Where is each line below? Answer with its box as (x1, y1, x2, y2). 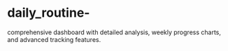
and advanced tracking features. (7, 35, 101, 43)
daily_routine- (7, 5, 90, 21)
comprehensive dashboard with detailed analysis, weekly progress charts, (7, 28, 222, 36)
